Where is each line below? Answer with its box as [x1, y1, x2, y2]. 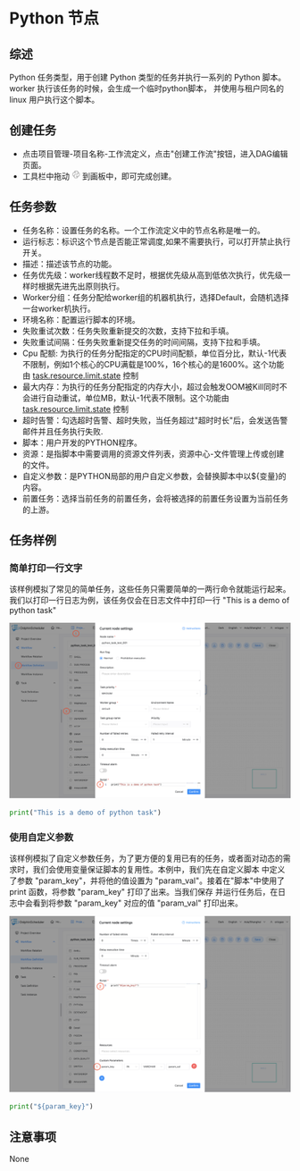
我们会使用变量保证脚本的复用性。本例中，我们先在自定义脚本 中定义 [32, 864, 286, 874]
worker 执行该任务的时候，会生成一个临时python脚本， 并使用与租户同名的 [9, 83, 284, 94]
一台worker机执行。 [21, 303, 96, 314]
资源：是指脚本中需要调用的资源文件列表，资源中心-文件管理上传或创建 [21, 448, 285, 459]
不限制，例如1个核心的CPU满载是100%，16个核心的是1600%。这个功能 [21, 358, 285, 369]
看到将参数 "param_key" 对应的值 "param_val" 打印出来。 [32, 897, 244, 908]
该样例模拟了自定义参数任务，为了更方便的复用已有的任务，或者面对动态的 [9, 853, 283, 864]
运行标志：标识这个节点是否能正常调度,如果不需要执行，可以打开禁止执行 [21, 236, 291, 247]
